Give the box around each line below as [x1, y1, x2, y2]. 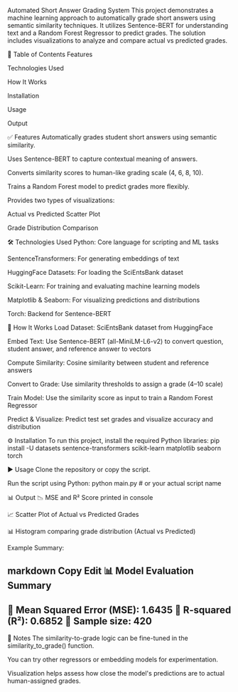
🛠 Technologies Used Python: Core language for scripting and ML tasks [7, 238, 219, 246]
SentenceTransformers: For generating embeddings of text [7, 254, 180, 263]
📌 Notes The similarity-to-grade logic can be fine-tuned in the [7, 634, 188, 643]
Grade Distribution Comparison [7, 224, 99, 232]
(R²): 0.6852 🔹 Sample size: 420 [7, 615, 153, 627]
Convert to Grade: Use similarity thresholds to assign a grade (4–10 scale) [7, 380, 224, 388]
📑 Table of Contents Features [7, 50, 93, 58]
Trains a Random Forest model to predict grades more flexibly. [7, 182, 190, 191]
